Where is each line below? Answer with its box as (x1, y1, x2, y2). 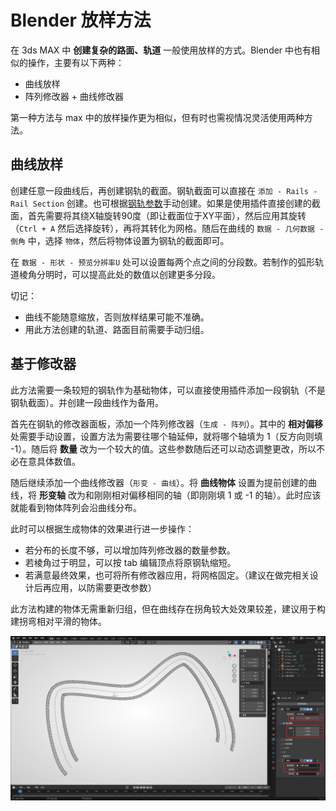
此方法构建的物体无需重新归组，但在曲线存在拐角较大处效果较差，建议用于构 (10, 602, 326, 615)
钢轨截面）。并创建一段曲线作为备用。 (10, 396, 164, 408)
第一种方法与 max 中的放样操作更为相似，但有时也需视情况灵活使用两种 (10, 111, 305, 123)
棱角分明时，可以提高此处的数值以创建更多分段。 (18, 268, 221, 280)
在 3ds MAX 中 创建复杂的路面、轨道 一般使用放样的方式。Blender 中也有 (10, 44, 312, 56)
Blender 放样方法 (10, 9, 152, 32)
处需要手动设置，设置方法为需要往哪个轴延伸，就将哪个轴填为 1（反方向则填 (10, 430, 323, 442)
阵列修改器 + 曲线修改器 (24, 90, 124, 102)
